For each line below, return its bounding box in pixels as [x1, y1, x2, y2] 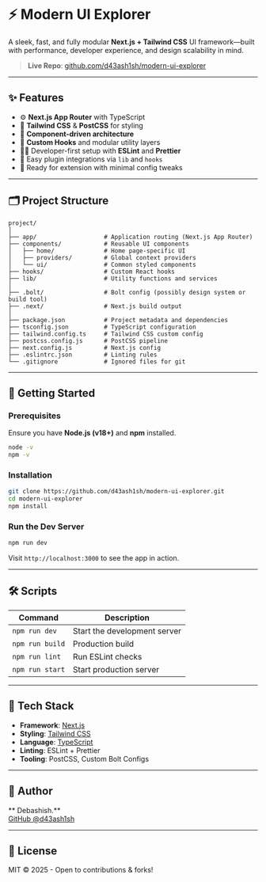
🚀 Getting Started [8, 386, 96, 400]
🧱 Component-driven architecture [19, 129, 135, 139]
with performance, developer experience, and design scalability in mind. [8, 45, 244, 55]
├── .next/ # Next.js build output [8, 302, 182, 310]
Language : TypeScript [19, 737, 93, 747]
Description [104, 612, 150, 623]
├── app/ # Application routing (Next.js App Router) [8, 233, 253, 241]
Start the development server [72, 625, 182, 637]
